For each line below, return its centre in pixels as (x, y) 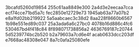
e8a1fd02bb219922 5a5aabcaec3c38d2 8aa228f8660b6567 (69, 18)
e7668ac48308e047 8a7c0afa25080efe (48, 40)
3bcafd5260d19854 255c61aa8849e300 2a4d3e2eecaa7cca (69, 7)
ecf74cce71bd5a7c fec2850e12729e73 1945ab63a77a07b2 (67, 13)
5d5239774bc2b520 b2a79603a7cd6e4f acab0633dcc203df (70, 34)
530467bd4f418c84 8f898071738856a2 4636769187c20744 (69, 29)
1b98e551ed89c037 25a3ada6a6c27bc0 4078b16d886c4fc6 (69, 24)
